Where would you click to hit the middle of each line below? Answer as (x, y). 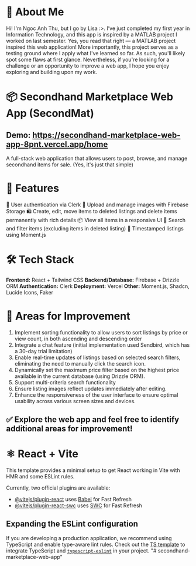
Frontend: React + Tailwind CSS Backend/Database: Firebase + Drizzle (93, 280)
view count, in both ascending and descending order (78, 339)
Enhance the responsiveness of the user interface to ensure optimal (96, 395)
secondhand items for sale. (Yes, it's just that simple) (70, 165)
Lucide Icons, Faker (30, 292)
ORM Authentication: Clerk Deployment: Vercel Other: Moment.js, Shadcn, (98, 286)
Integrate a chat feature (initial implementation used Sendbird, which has (102, 345)
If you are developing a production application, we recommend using (89, 538)
